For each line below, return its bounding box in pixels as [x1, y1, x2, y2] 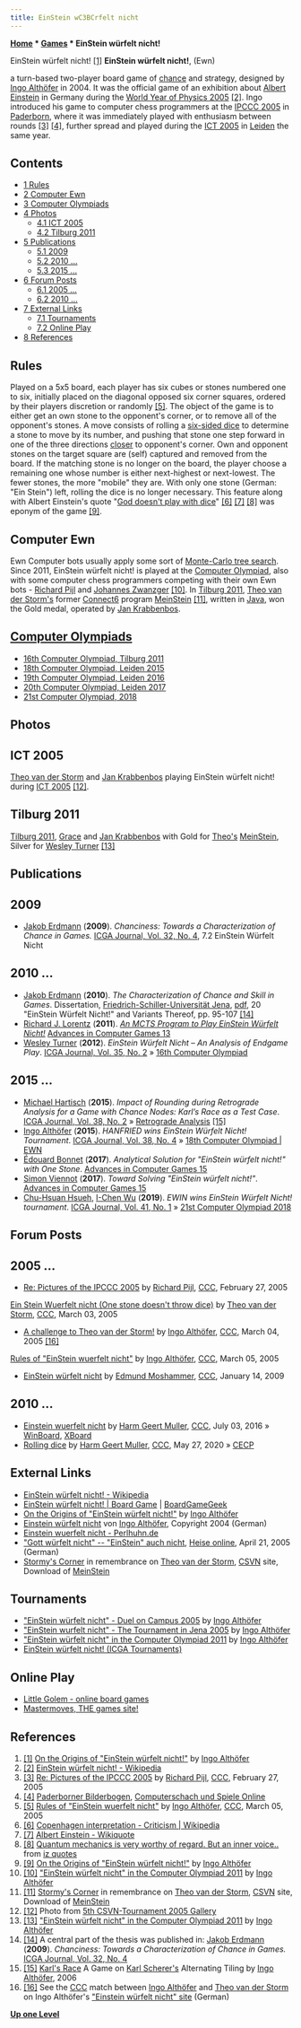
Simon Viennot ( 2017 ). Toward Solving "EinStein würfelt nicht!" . [22, 1173, 258, 1184]
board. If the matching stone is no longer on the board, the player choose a [10, 459, 288, 469]
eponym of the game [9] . [10, 506, 102, 517]
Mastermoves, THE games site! [22, 1703, 139, 1714]
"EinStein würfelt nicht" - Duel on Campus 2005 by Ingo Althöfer [22, 1615, 262, 1626]
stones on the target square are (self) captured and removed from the [10, 449, 268, 459]
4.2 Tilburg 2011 [36, 227, 96, 238]
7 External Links [22, 303, 83, 314]
